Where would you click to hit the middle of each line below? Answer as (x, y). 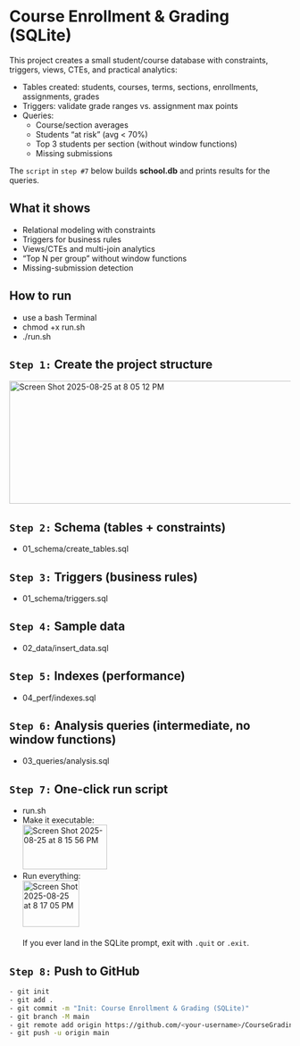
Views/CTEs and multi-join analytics (89, 248)
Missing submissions (74, 153)
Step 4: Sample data (67, 627)
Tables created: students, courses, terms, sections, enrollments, (140, 87)
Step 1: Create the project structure (111, 364)
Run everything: (51, 876)
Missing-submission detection (78, 268)
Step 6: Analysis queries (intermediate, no (130, 726)
